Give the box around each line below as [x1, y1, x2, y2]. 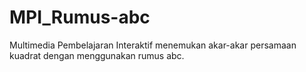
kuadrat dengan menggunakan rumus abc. [9, 49, 185, 61]
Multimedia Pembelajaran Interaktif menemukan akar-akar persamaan [9, 39, 297, 51]
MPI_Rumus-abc [9, 6, 151, 29]
